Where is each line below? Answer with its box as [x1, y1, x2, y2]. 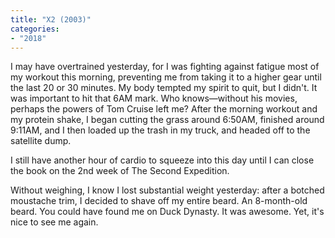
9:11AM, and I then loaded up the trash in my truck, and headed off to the [10, 124, 311, 136]
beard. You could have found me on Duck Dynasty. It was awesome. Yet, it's [10, 206, 325, 218]
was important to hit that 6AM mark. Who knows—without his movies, [10, 92, 298, 105]
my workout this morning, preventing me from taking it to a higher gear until [10, 71, 322, 83]
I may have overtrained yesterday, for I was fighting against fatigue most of [10, 61, 320, 73]
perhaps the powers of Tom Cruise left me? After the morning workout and [10, 103, 318, 115]
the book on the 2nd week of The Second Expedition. [10, 165, 230, 177]
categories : [10, 24, 60, 34]
